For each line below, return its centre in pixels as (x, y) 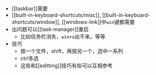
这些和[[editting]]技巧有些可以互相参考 (66, 65)
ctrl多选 (30, 58)
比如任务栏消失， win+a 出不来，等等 (63, 36)
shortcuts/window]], (36, 22)
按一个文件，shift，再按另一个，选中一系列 (72, 51)
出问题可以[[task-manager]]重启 (50, 29)
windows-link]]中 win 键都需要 (100, 22)
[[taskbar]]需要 (30, 8)
